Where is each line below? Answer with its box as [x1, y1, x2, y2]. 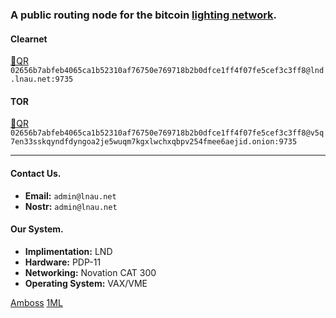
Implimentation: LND [24, 245, 113, 257]
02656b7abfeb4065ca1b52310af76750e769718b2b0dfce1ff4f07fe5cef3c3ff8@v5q [10, 128, 325, 138]
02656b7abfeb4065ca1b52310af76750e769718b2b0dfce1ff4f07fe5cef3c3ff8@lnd [10, 66, 325, 76]
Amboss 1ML [10, 296, 63, 308]
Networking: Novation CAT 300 [24, 266, 157, 278]
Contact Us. [10, 167, 62, 179]
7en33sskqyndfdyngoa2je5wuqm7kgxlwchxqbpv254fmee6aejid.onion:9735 [10, 137, 298, 147]
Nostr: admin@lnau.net [24, 200, 118, 212]
